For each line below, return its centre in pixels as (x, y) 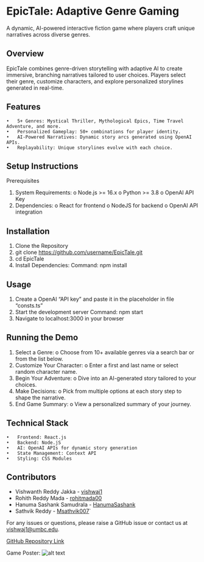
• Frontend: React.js (37, 437)
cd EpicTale (30, 259)
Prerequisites (23, 181)
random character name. (46, 371)
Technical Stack (37, 423)
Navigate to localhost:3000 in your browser (70, 318)
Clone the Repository (42, 246)
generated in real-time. (35, 88)
